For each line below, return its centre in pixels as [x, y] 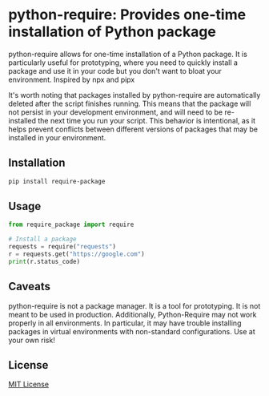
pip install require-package [57, 181]
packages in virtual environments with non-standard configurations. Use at [132, 331]
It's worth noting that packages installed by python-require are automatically [134, 95]
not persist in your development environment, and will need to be [116, 112]
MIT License [29, 384]
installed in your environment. [57, 137]
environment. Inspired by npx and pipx [72, 79]
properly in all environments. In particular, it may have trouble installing [125, 323]
